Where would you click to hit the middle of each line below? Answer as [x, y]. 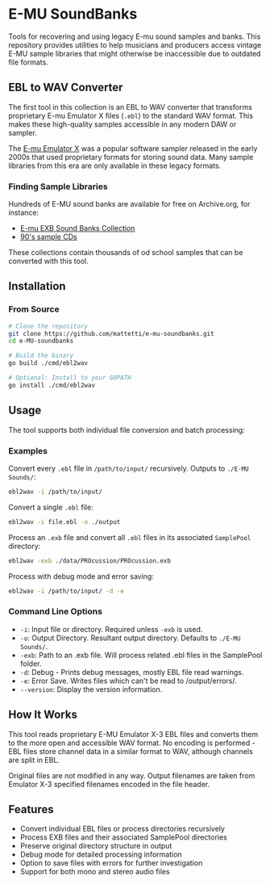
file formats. [28, 62]
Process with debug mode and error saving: [81, 576]
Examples [28, 450]
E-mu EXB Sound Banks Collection [77, 228]
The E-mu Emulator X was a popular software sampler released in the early [133, 148]
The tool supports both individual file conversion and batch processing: [127, 429]
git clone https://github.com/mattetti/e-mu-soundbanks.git [112, 333]
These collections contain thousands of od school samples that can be [126, 253]
